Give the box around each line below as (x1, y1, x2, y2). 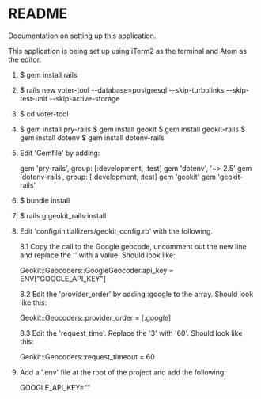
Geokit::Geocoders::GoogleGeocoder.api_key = (19, 265, 174, 275)
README (8, 5, 68, 23)
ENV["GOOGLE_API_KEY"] (19, 274, 107, 283)
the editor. (8, 55, 42, 64)
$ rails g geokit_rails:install (19, 211, 107, 220)
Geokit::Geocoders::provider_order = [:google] (19, 313, 172, 322)
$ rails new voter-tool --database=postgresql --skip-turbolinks (19, 85, 225, 95)
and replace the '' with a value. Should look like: (19, 250, 176, 260)
